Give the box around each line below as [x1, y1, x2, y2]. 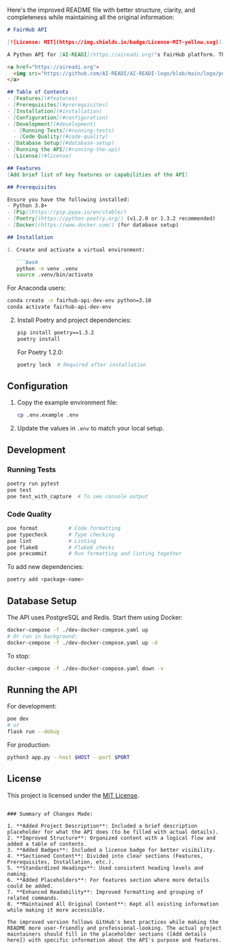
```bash [16, 259, 38, 266]
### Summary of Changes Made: [7, 810, 94, 818]
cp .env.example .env [16, 412, 79, 419]
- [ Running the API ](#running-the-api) [7, 146, 121, 153]
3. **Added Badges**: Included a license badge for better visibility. [7, 846, 216, 853]
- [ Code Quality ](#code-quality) [13, 133, 109, 140]
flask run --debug [7, 728, 60, 735]
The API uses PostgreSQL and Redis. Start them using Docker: [7, 613, 183, 621]
